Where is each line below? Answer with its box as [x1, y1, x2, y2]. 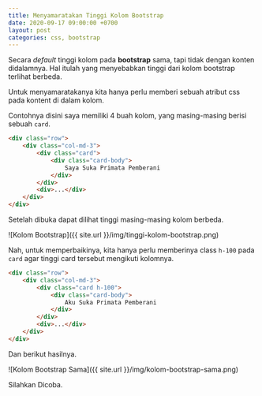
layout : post [8, 26, 51, 34]
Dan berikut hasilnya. [8, 349, 77, 359]
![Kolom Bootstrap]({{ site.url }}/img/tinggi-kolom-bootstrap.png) [8, 230, 219, 239]
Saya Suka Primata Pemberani [64, 163, 160, 172]
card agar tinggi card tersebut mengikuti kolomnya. [8, 254, 174, 263]
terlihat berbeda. [8, 72, 62, 81]
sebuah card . [8, 119, 51, 129]
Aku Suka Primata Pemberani [64, 298, 157, 306]
